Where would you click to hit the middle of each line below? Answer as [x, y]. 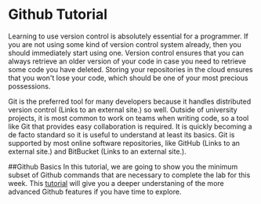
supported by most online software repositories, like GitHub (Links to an [124, 143]
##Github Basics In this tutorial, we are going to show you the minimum [123, 166]
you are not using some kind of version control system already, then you [125, 44]
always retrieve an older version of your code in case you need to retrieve [127, 61]
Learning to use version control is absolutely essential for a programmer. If [128, 36]
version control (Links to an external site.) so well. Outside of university [123, 109]
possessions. [29, 86]
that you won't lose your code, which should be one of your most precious [128, 78]
